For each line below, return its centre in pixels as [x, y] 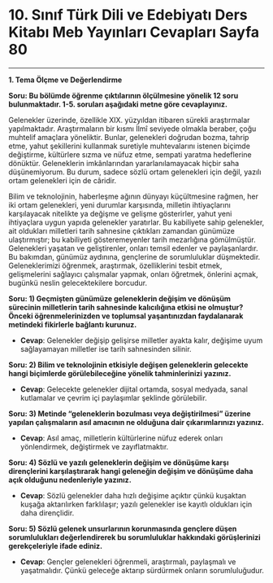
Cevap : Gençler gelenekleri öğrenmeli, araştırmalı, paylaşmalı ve [128, 561]
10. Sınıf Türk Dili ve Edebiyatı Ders [128, 15]
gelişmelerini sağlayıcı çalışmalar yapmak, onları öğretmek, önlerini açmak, [133, 274]
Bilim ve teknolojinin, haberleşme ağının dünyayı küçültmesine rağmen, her [133, 196]
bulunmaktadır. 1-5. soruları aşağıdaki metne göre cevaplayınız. [118, 104]
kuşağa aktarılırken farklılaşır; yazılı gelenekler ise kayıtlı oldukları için [136, 504]
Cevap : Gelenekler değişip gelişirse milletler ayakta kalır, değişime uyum [141, 340]
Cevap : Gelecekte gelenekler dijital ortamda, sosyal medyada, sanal [134, 389]
